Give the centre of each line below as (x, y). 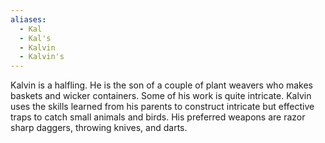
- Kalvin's (42, 57)
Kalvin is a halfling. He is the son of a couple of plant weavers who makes (162, 85)
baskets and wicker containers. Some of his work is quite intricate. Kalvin (161, 96)
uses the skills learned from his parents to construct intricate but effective (162, 107)
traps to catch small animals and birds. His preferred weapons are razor (158, 117)
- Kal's (35, 38)
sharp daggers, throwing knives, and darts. (99, 128)
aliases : (28, 19)
